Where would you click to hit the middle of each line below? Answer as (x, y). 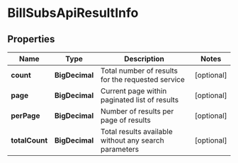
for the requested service (143, 79)
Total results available (137, 132)
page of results (125, 120)
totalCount (29, 140)
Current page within (134, 91)
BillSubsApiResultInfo (73, 13)
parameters (120, 149)
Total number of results (139, 71)
